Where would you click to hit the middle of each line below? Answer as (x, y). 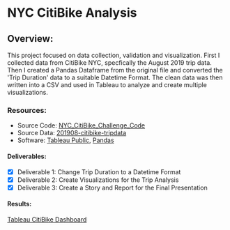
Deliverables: (27, 156)
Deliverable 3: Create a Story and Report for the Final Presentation (112, 187)
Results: (20, 204)
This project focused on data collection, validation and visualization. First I (114, 55)
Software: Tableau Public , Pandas (66, 140)
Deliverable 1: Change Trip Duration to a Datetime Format (99, 171)
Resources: (27, 110)
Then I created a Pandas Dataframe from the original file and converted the (115, 70)
